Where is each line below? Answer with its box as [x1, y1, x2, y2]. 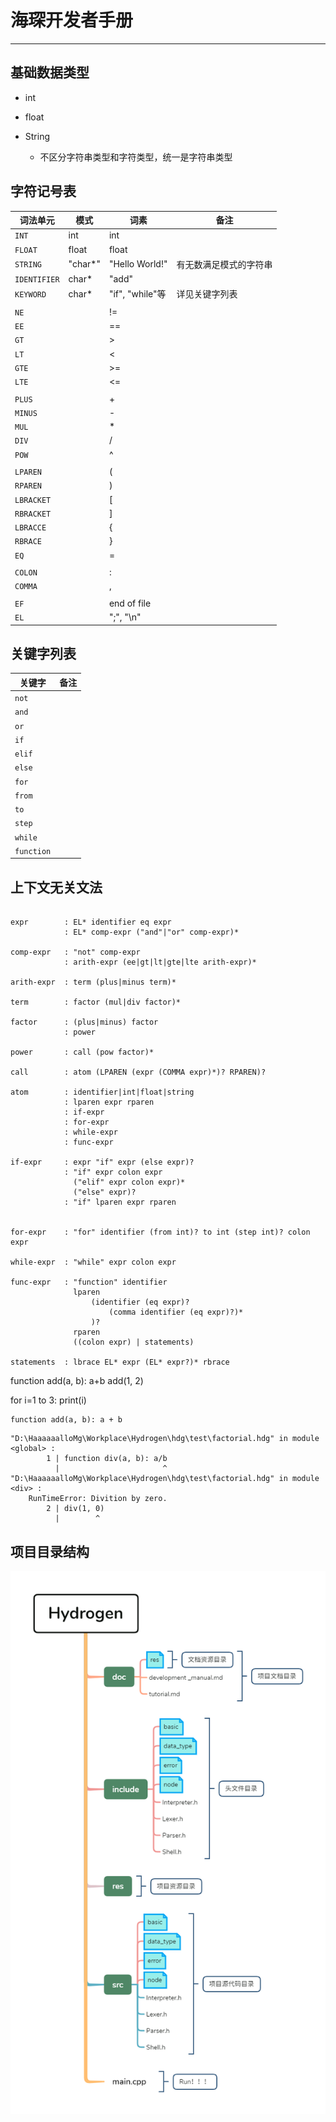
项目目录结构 [10, 1543, 90, 1560]
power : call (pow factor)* [10, 1047, 155, 1058]
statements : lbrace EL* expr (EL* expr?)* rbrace [10, 1357, 230, 1368]
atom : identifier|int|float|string [10, 1087, 195, 1098]
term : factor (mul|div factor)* [10, 997, 182, 1008]
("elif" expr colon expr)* [73, 1177, 186, 1188]
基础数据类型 [10, 64, 90, 81]
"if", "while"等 [108, 288, 167, 300]
